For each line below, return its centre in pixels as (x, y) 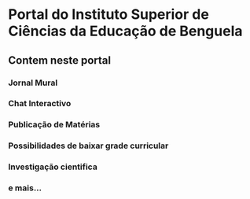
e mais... (25, 188)
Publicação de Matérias (54, 125)
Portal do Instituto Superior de (109, 15)
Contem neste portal (60, 60)
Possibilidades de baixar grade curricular (88, 146)
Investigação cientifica (53, 167)
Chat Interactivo (40, 104)
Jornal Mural (33, 83)
